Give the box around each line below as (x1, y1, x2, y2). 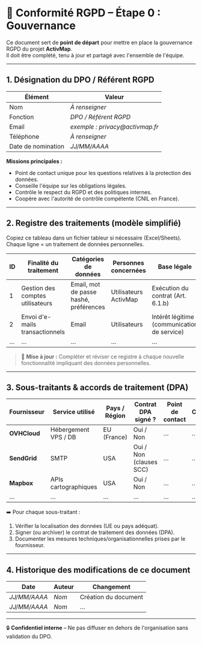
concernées (111, 266, 146, 275)
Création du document (79, 593, 143, 602)
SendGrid (9, 454, 37, 463)
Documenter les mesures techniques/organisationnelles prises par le (14, 535, 186, 542)
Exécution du (151, 284, 189, 292)
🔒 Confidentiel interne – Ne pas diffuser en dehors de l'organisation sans (6, 624, 188, 632)
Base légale (158, 262, 192, 271)
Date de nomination (9, 142, 65, 150)
